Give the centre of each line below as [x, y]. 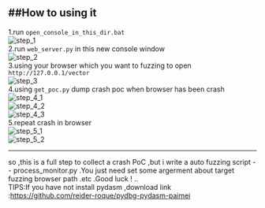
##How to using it [52, 13]
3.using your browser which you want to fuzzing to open [100, 65]
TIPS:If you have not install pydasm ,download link [90, 187]
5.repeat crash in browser [50, 122]
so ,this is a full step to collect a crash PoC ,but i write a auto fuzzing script [129, 162]
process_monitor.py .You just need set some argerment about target [124, 170]
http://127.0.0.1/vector [49, 73]
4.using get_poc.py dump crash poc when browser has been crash [116, 89]
